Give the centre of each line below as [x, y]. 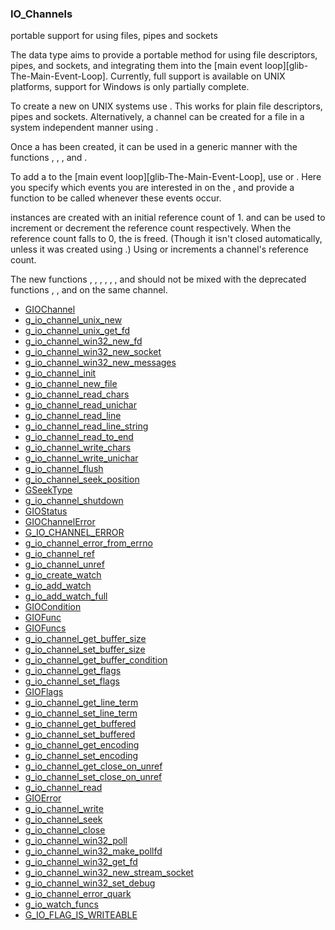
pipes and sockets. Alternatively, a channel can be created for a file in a [157, 117]
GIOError [43, 798]
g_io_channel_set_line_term [81, 713]
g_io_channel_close [65, 830]
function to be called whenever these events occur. [116, 198]
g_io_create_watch [63, 575]
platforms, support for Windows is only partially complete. [130, 87]
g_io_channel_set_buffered [80, 734]
